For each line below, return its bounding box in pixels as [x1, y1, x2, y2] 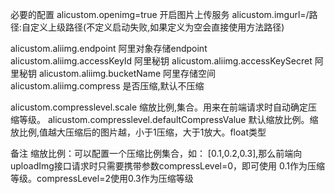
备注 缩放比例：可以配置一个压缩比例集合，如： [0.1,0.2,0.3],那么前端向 [10, 148, 303, 159]
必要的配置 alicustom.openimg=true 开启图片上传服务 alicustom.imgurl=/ [10, 9, 310, 20]
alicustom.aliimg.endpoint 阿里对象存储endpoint [10, 43, 208, 54]
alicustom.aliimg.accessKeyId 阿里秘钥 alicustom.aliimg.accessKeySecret [10, 55, 313, 67]
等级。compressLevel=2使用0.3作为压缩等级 [10, 173, 194, 184]
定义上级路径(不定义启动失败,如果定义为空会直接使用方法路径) [30, 21, 285, 33]
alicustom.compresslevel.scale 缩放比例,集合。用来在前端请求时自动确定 [10, 101, 309, 113]
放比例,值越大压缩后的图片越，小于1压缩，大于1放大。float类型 [10, 126, 267, 138]
